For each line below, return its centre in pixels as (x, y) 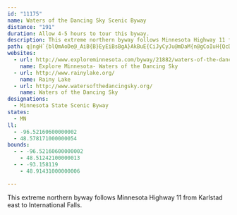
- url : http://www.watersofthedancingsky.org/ (83, 86)
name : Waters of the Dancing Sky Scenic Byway (77, 20)
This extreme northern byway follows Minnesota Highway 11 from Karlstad (115, 197)
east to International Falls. (45, 204)
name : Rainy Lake (45, 79)
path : (15, 47)
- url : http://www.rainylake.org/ (64, 73)
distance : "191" (31, 27)
